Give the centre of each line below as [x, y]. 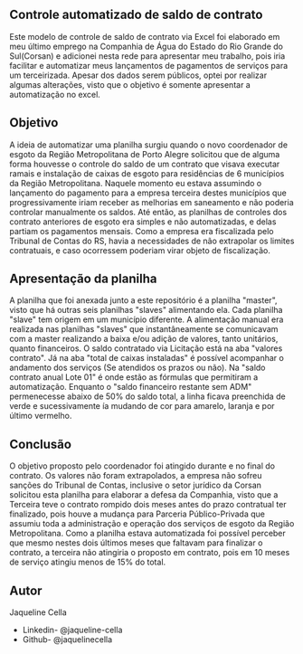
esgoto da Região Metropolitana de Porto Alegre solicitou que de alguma [145, 154]
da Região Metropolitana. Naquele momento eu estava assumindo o [136, 183]
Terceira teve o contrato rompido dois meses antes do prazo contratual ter [148, 505]
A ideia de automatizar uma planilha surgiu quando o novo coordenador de [148, 145]
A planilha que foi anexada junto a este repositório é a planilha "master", [143, 300]
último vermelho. [41, 416]
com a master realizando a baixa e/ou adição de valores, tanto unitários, [144, 339]
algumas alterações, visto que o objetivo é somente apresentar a [130, 84]
